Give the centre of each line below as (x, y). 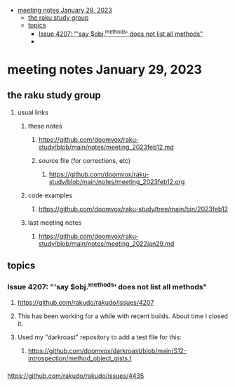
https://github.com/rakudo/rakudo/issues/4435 (76, 376)
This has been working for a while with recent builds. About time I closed (122, 316)
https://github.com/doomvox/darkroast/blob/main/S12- (107, 350)
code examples (50, 195)
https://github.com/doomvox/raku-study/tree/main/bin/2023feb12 (133, 209)
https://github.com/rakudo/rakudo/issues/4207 (86, 302)
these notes (45, 126)
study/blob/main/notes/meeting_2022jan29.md (106, 243)
